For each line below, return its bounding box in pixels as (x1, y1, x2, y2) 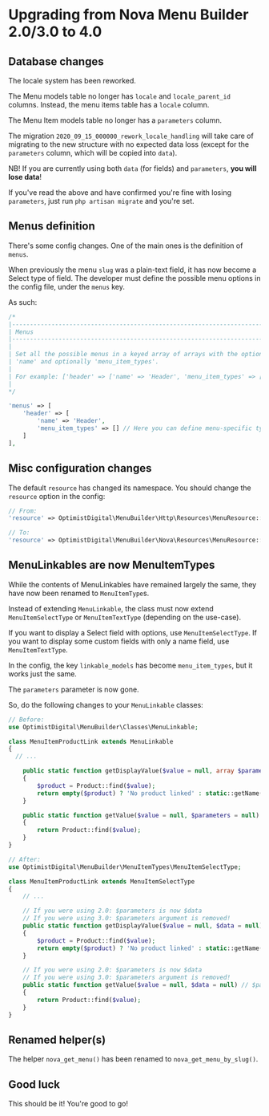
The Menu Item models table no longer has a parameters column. (8, 116, 223, 125)
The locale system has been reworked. (8, 76, 136, 85)
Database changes (8, 55, 104, 68)
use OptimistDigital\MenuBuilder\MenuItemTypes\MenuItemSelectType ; (8, 862, 242, 871)
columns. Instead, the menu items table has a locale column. (8, 100, 210, 109)
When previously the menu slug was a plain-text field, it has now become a (8, 265, 257, 274)
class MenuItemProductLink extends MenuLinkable (8, 737, 174, 745)
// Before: (8, 716, 45, 724)
